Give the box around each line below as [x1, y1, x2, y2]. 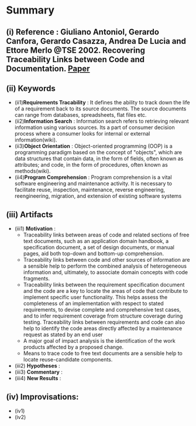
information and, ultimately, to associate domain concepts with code [23, 269, 188, 276]
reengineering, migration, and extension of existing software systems [14, 192, 182, 200]
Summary [6, 4, 54, 17]
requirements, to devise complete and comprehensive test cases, [23, 306, 181, 313]
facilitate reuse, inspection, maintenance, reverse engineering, [14, 186, 166, 194]
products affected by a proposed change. [23, 344, 124, 351]
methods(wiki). [14, 168, 51, 175]
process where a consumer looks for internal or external [14, 130, 150, 137]
